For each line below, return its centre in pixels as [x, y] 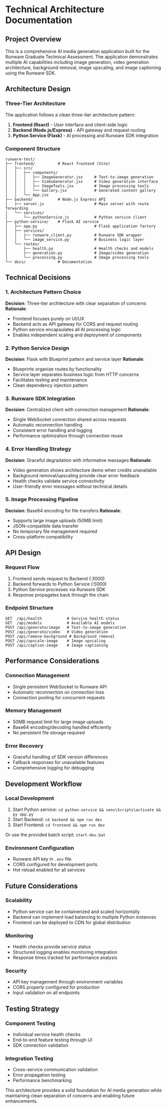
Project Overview [33, 39]
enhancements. [22, 1101]
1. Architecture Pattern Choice [43, 292]
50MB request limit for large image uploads [58, 722]
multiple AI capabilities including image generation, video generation [77, 62]
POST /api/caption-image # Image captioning [57, 645]
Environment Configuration [40, 848]
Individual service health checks [46, 1035]
